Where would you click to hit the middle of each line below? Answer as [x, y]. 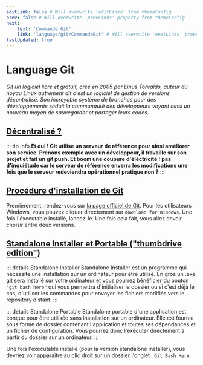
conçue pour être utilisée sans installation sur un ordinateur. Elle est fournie [100, 318]
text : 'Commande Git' [44, 29]
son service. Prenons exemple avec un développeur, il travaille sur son [97, 153]
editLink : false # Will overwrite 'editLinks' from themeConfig [89, 12]
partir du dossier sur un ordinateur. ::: [53, 337]
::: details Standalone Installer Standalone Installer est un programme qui [97, 268]
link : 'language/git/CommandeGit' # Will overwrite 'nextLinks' [100, 35]
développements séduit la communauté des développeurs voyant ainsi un [98, 106]
